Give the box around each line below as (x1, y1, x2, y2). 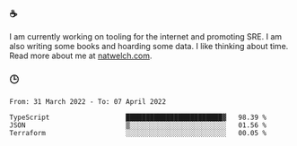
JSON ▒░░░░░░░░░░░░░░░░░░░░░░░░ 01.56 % (9, 120, 267, 130)
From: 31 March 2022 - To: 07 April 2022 (9, 97, 167, 106)
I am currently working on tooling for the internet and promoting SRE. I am (9, 31, 283, 42)
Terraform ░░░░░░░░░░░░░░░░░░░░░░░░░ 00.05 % (9, 128, 267, 137)
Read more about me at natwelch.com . (9, 50, 153, 61)
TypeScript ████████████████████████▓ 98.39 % (9, 113, 267, 122)
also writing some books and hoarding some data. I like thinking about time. (9, 41, 289, 52)
